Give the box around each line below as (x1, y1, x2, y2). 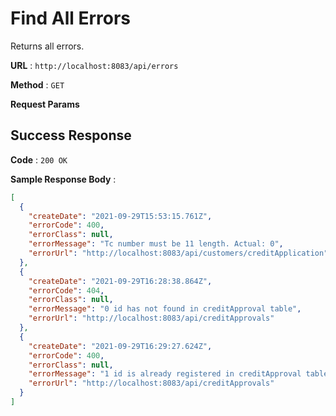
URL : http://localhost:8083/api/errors (10, 59, 179, 71)
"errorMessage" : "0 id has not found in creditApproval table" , (28, 304, 302, 314)
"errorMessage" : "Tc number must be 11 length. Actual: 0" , (28, 239, 284, 249)
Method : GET (10, 78, 65, 91)
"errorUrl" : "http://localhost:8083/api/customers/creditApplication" (28, 248, 329, 258)
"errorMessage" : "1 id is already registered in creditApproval (28, 369, 302, 379)
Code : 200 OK (10, 153, 68, 166)
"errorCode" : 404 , (28, 285, 105, 296)
